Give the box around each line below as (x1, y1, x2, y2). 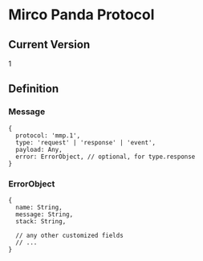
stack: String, (15, 217, 67, 226)
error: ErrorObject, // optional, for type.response (15, 153, 196, 161)
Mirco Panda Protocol (8, 6, 155, 24)
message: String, (15, 210, 74, 218)
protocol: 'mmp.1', (15, 131, 81, 140)
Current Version (8, 38, 91, 51)
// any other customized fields (15, 231, 124, 239)
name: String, (15, 203, 63, 211)
